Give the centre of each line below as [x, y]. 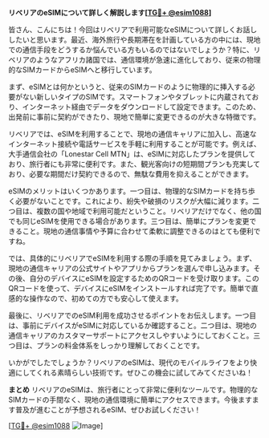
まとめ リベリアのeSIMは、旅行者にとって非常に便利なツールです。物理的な [133, 389]
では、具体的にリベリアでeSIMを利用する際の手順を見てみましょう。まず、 [132, 258]
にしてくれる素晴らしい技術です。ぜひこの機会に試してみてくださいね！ [134, 373]
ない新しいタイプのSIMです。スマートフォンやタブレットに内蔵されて [137, 97]
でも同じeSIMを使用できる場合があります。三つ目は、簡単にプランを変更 [129, 221]
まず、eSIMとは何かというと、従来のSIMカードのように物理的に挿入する [128, 87]
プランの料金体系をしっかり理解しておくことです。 [120, 345]
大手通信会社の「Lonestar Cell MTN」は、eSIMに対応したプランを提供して [132, 154]
